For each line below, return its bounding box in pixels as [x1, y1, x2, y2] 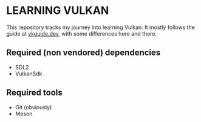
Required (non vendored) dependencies [6, 48, 161, 58]
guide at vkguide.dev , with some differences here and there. [6, 30, 157, 37]
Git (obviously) [15, 103, 52, 111]
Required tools [6, 88, 63, 98]
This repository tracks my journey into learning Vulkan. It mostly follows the [6, 24, 196, 31]
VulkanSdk [15, 70, 43, 77]
